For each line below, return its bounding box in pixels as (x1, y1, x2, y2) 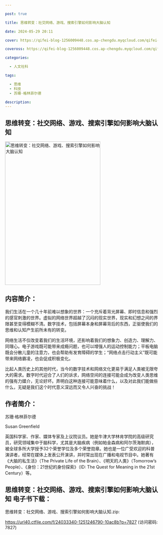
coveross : (5, 47, 25, 52)
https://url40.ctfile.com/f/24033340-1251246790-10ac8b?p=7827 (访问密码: (5, 519, 158, 525)
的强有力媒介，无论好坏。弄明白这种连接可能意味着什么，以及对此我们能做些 (5, 378, 158, 384)
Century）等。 (5, 470, 34, 476)
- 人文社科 (9, 64, 29, 69)
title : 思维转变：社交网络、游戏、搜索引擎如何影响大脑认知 (5, 20, 111, 25)
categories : (5, 56, 29, 60)
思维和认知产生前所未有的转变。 (5, 327, 69, 333)
